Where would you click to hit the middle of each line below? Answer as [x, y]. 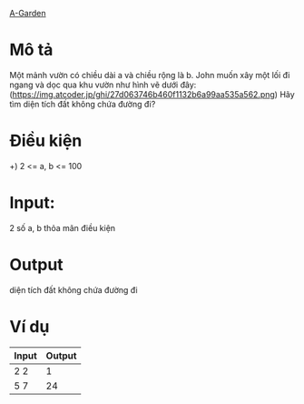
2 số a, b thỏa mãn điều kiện [63, 227]
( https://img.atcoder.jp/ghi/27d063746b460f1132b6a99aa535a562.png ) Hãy [152, 94]
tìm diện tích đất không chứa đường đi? [83, 104]
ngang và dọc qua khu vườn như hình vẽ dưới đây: [103, 85]
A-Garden [28, 13]
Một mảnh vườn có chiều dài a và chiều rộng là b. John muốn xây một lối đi [150, 75]
